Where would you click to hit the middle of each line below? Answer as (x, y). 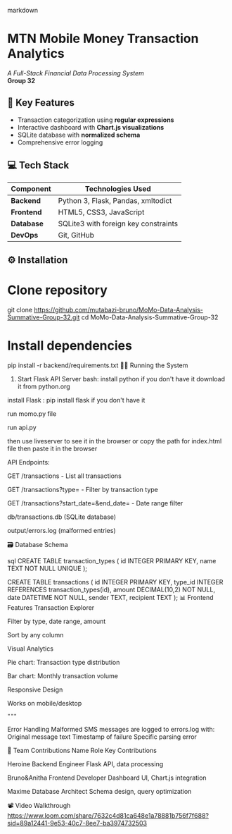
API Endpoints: (29, 462)
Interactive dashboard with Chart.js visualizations (91, 127)
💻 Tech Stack (38, 165)
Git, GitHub (76, 235)
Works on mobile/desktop (45, 703)
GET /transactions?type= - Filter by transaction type (83, 489)
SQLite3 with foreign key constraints (118, 223)
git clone (20, 309)
